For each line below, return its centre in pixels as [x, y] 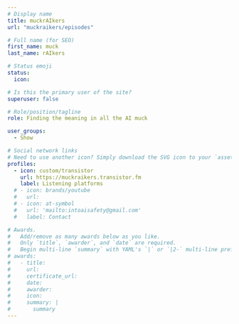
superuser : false [33, 99]
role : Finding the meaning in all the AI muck [78, 118]
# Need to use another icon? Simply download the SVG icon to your [110, 157]
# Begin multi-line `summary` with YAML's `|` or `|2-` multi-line [113, 250]
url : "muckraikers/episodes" [51, 27]
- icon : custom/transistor [54, 171]
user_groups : [27, 131]
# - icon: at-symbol [44, 204]
